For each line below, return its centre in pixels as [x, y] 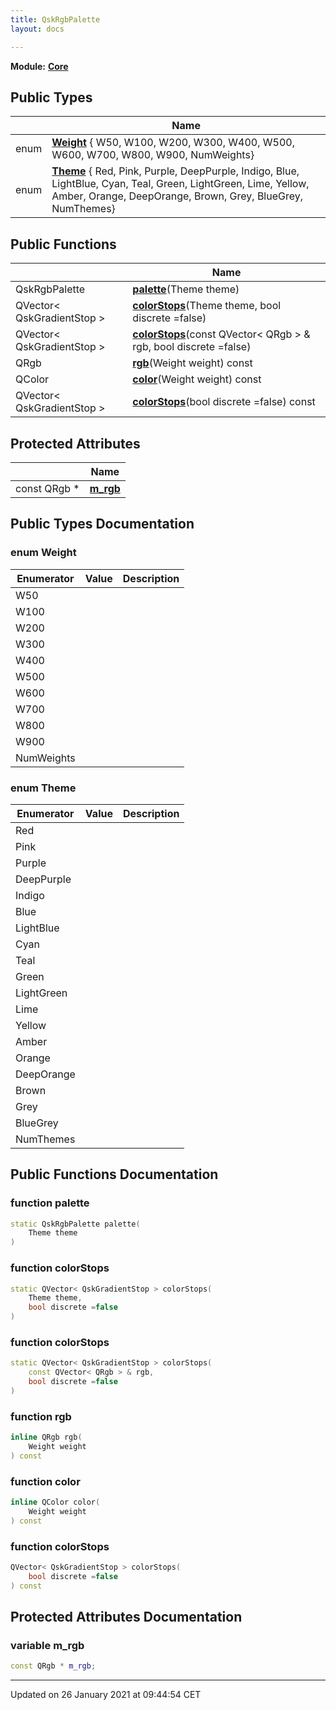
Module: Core [39, 66]
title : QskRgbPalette [55, 19]
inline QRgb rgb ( [46, 1437]
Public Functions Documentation [114, 1174]
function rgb [41, 1416]
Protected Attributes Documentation [126, 1616]
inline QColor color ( [55, 1502]
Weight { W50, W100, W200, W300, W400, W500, [173, 143]
